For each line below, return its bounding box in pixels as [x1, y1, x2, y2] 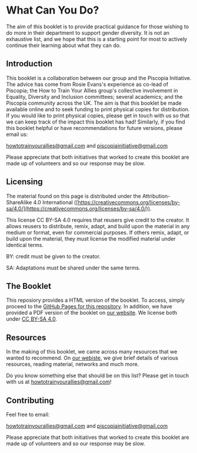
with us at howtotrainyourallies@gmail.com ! [6, 378, 112, 385]
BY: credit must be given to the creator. [6, 252, 101, 259]
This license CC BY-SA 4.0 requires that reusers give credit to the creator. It [6, 216, 189, 224]
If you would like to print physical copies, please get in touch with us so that [6, 112, 190, 119]
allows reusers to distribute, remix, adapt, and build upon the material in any [6, 222, 190, 229]
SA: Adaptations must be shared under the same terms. [6, 264, 141, 271]
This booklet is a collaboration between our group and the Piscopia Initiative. [6, 74, 192, 81]
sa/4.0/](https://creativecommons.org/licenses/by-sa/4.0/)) [6, 205, 151, 212]
